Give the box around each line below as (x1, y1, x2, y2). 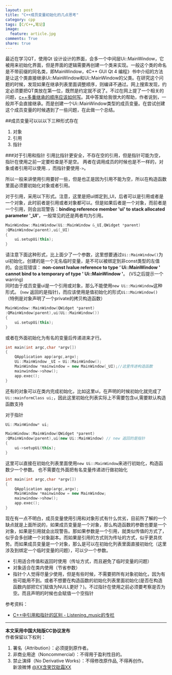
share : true (5, 41, 31, 46)
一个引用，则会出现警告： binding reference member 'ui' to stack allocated (5, 206, 165, 212)
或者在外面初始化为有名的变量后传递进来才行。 (5, 334, 104, 341)
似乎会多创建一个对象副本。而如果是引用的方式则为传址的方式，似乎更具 (5, 534, 158, 540)
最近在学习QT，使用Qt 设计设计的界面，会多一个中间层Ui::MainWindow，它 (5, 55, 164, 61)
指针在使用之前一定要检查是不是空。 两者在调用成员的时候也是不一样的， (5, 158, 159, 164)
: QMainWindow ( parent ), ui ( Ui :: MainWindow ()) (5, 310, 100, 315)
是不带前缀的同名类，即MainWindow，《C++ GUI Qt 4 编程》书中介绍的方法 (5, 68, 163, 74)
